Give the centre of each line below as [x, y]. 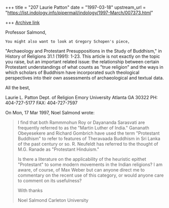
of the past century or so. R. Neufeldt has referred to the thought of [88, 144]
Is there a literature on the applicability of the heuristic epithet [82, 159]
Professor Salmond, [26, 32]
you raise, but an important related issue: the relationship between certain [82, 62]
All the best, [18, 88]
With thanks [30, 190]
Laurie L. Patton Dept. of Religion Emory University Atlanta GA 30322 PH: [81, 97]
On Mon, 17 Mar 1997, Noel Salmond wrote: [50, 113]
